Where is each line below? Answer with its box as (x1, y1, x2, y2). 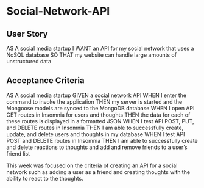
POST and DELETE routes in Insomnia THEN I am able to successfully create (6, 137, 198, 144)
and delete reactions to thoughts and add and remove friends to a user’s (6, 143, 188, 151)
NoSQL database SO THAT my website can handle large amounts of (6, 51, 177, 59)
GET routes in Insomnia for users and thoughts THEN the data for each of (6, 111, 191, 118)
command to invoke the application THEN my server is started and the (6, 98, 183, 105)
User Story (6, 29, 48, 39)
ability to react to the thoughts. (6, 175, 83, 182)
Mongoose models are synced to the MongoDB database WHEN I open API (6, 104, 195, 112)
